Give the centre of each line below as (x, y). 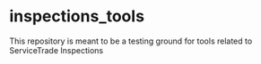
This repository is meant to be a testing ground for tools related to (131, 41)
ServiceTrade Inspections (57, 50)
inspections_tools (77, 16)
